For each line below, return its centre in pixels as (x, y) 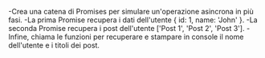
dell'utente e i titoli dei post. (54, 45)
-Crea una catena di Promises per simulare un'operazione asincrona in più (131, 12)
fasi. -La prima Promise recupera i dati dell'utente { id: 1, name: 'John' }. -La (133, 20)
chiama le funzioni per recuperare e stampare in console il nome (137, 37)
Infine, (19, 37)
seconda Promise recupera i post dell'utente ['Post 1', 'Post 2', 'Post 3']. (126, 28)
